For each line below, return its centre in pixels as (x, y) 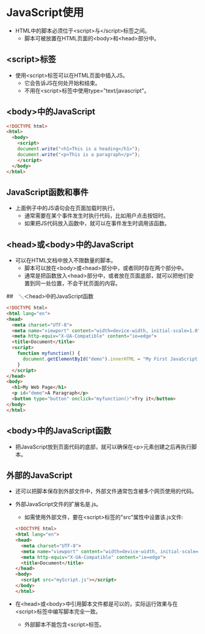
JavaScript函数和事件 (48, 192)
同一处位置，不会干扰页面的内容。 (78, 283)
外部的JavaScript (40, 475)
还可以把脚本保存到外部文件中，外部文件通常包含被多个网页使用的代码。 (106, 491)
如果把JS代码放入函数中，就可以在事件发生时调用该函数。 (97, 223)
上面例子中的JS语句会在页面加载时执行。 (67, 208)
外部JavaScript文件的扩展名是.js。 (58, 504)
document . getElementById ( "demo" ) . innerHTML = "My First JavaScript (110, 359)
